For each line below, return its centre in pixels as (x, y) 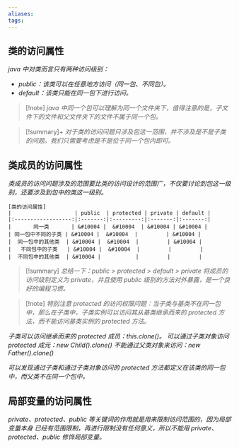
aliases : (21, 14)
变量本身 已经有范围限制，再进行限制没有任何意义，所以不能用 (99, 428)
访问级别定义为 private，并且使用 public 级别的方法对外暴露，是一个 (124, 280)
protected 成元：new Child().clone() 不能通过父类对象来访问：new (104, 345)
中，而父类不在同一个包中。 (48, 377)
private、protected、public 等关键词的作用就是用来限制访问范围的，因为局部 (119, 419)
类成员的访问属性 (45, 165)
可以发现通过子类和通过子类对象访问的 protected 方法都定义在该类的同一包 (117, 367)
